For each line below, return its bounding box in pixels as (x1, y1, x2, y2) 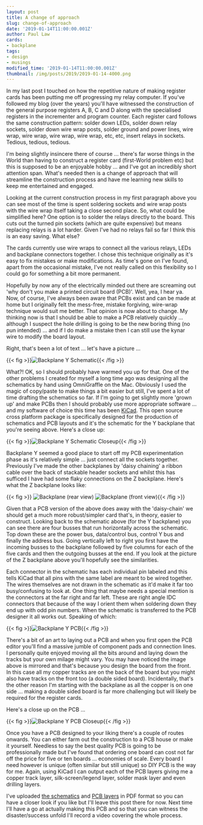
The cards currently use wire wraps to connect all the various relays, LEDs (6, 244, 192, 251)
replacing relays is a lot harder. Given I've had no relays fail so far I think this (6, 226, 196, 233)
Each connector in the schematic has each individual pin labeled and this (6, 568, 188, 575)
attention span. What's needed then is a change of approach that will (6, 170, 178, 177)
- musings (6, 59, 31, 65)
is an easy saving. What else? (6, 233, 80, 240)
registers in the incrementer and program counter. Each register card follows (6, 113, 197, 120)
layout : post (6, 8, 39, 15)
